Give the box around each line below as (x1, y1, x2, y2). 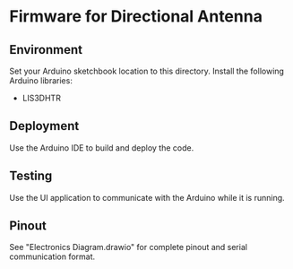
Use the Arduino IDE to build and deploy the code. (9, 142, 194, 153)
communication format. (9, 251, 96, 262)
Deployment (9, 118, 80, 134)
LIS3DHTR (22, 92, 61, 103)
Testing (9, 169, 53, 184)
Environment (9, 42, 83, 57)
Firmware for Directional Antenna (9, 6, 263, 27)
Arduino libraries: (9, 75, 73, 86)
